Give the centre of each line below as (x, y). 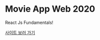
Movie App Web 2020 (50, 9)
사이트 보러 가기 (20, 32)
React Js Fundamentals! (29, 22)
